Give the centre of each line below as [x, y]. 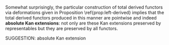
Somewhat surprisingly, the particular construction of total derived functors [84, 7]
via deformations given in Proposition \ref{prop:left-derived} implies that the [85, 12]
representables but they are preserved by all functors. [62, 28]
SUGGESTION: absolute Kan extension [46, 38]
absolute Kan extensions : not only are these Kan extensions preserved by [83, 23]
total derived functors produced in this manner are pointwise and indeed [81, 18]
